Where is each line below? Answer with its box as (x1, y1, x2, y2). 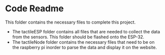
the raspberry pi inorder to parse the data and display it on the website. (12, 44, 157, 50)
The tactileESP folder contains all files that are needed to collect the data (12, 28, 160, 34)
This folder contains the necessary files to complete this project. (5, 19, 136, 25)
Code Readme (5, 3, 64, 14)
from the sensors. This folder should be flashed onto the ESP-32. (12, 34, 144, 40)
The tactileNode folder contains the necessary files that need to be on (12, 39, 155, 45)
